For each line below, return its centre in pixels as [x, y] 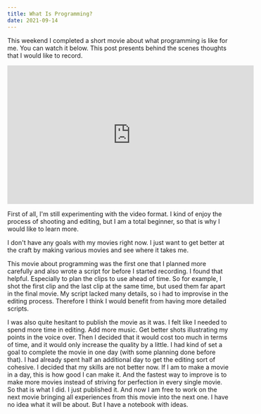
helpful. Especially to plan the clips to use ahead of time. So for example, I [114, 278]
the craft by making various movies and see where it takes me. [98, 250]
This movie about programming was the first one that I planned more [107, 263]
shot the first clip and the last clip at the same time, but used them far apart [116, 286]
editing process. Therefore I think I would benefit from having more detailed [117, 301]
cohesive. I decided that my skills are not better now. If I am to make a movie [118, 367]
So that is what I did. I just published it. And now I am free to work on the [112, 389]
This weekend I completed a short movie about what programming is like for [117, 40]
